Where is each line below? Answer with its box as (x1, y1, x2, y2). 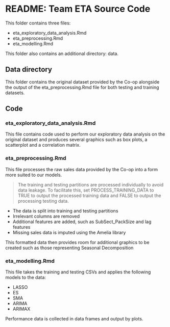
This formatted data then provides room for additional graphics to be (5, 239, 150, 245)
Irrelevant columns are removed (12, 213, 80, 219)
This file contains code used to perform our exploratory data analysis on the (5, 131, 165, 138)
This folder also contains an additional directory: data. (5, 50, 119, 57)
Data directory (5, 65, 53, 74)
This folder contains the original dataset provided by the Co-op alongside (5, 78, 160, 85)
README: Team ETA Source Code (5, 3, 151, 15)
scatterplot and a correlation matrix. (5, 142, 81, 148)
